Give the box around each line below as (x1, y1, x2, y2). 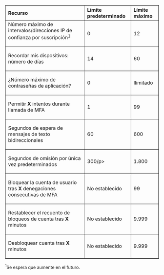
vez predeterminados (8, 161, 57, 168)
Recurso (8, 10, 28, 16)
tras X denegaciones (8, 185, 56, 192)
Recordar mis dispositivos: (8, 52, 69, 59)
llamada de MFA (8, 107, 45, 114)
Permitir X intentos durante (8, 100, 70, 107)
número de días (8, 58, 44, 65)
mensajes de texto (8, 131, 50, 137)
